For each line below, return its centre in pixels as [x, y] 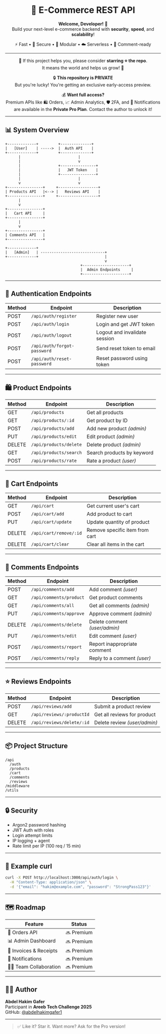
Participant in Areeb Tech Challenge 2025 [49, 1007]
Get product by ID [107, 420]
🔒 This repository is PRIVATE [83, 78]
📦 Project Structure [37, 746]
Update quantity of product [118, 522]
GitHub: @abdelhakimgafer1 [34, 1012]
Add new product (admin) [116, 429]
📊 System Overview [37, 130]
